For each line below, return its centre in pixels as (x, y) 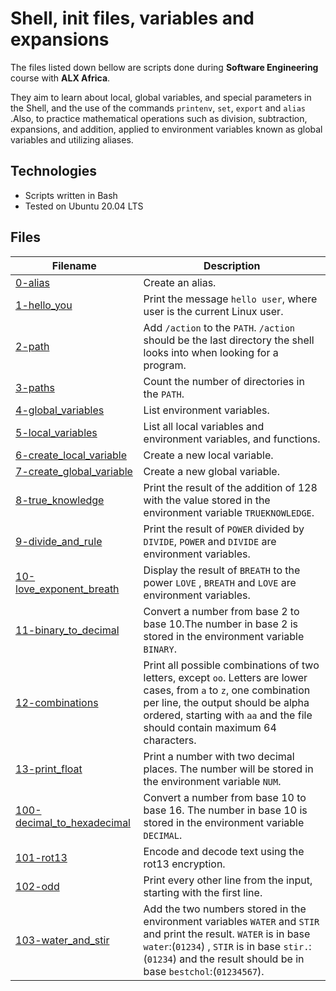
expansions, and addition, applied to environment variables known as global (166, 129)
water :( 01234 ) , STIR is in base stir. (226, 946)
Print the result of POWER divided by (224, 529)
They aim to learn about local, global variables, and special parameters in (161, 97)
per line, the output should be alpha (226, 702)
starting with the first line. (203, 892)
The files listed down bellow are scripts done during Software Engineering (164, 67)
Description (232, 265)
